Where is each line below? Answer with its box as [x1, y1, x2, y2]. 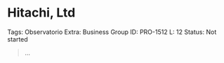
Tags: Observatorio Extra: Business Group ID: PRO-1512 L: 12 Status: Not [7, 28, 217, 36]
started [7, 35, 28, 43]
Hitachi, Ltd [7, 5, 76, 21]
